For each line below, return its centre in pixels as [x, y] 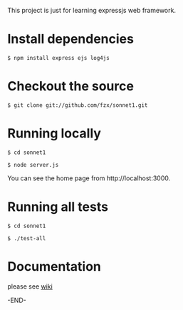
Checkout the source [70, 87]
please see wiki [30, 286]
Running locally [54, 134]
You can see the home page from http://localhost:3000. [89, 178]
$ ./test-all [27, 238]
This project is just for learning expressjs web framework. [92, 10]
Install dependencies [70, 39]
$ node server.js [33, 165]
